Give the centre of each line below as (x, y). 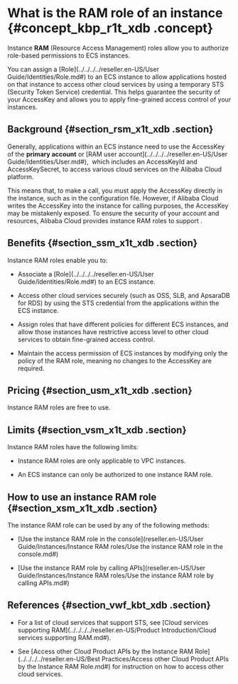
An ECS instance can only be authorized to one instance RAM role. (115, 475)
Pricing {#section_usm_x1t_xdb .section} (100, 390)
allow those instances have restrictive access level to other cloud (113, 331)
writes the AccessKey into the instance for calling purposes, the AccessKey (118, 205)
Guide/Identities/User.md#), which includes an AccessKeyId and (102, 161)
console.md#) (38, 554)
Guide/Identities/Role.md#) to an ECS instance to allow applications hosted (117, 77)
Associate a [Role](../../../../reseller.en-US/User (86, 274)
